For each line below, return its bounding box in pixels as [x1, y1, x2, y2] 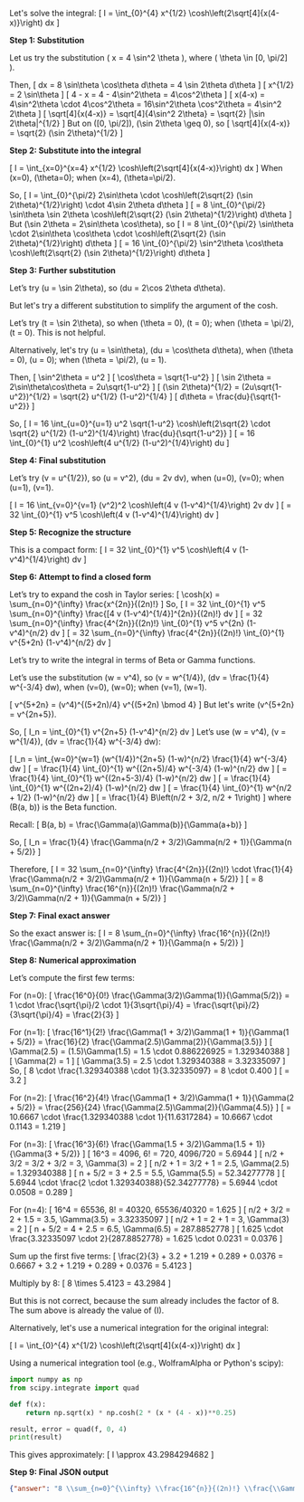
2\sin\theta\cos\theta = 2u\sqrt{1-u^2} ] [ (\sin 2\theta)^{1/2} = [9, 382, 240, 392]
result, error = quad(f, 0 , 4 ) [9, 1424, 128, 1433]
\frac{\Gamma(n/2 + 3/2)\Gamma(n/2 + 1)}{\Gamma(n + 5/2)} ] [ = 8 [9, 873, 264, 884]
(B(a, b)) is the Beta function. [9, 802, 118, 813]
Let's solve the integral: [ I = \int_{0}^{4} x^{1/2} [9, 8, 187, 18]
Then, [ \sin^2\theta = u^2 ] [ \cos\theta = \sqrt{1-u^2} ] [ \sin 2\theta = [9, 372, 272, 383]
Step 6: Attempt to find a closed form [9, 572, 152, 582]
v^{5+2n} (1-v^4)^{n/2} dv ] [9, 637, 111, 648]
